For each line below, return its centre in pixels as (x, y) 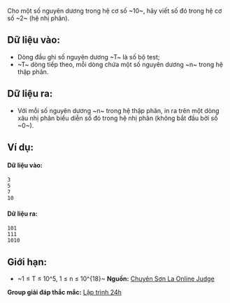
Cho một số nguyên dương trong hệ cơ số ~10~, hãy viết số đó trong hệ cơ (115, 11)
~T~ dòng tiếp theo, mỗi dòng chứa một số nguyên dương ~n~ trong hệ (120, 64)
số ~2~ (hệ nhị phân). (38, 18)
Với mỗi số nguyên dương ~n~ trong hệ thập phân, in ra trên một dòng (118, 110)
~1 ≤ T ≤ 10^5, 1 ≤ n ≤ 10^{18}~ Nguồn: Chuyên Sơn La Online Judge (116, 279)
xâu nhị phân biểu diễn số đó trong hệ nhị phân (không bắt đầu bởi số (117, 118)
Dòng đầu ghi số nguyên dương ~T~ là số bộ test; (88, 57)
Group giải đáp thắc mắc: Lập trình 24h (65, 293)
